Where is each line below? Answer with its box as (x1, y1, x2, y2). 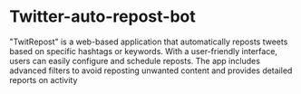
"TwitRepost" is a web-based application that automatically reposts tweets (9, 36, 288, 47)
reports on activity (9, 74, 78, 85)
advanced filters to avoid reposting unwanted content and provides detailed (9, 65, 293, 76)
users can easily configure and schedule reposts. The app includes (9, 55, 261, 66)
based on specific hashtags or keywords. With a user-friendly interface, (9, 45, 278, 56)
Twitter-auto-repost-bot (9, 6, 197, 27)
